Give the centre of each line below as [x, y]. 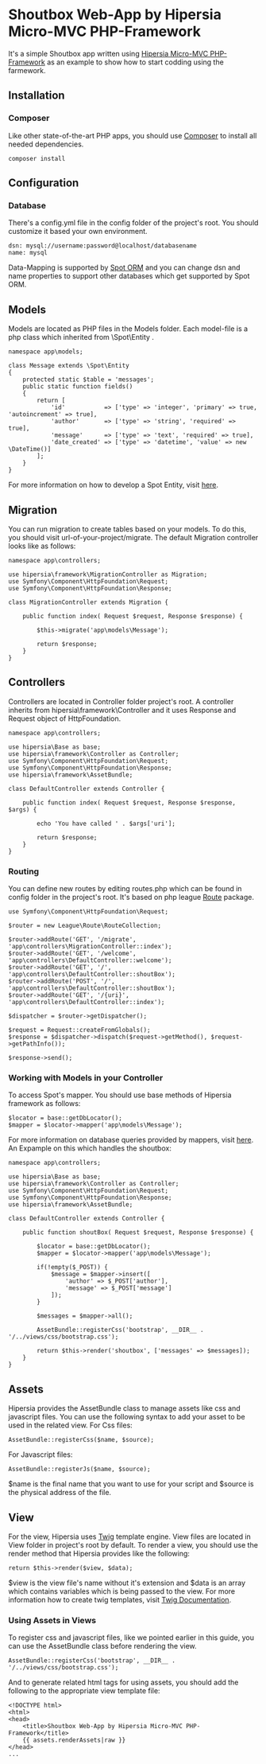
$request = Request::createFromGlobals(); [79, 1030]
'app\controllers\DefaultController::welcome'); [90, 960]
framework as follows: [44, 1104]
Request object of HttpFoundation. [65, 718]
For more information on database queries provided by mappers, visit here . [131, 1140]
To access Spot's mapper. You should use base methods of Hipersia [120, 1095]
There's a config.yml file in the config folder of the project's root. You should [133, 223]
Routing [24, 871]
